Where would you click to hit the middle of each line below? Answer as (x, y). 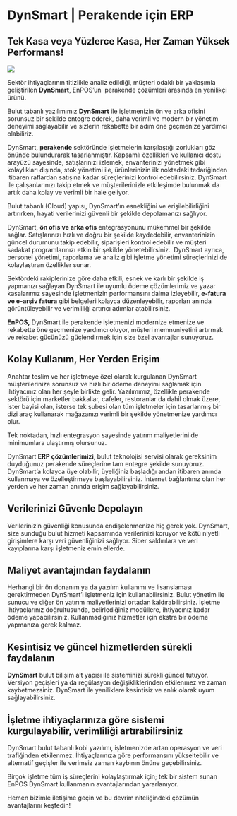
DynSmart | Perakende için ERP (101, 15)
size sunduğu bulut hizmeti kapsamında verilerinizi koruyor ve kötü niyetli (114, 533)
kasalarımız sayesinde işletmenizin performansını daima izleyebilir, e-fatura (117, 294)
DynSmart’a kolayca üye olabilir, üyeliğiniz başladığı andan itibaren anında (114, 471)
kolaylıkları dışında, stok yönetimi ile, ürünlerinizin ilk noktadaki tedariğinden (117, 170)
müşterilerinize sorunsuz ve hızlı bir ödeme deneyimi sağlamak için (105, 384)
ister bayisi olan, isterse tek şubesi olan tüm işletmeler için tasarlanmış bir (114, 406)
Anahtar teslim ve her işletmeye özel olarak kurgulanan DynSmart (102, 376)
